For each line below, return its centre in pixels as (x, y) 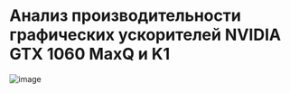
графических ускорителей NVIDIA (145, 35)
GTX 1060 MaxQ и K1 (90, 54)
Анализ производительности (125, 16)
